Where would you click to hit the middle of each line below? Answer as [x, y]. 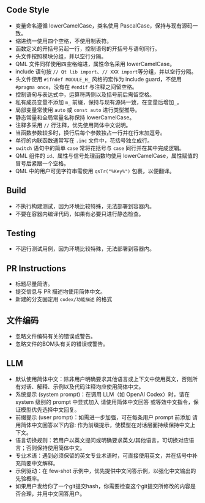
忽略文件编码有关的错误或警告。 [55, 337]
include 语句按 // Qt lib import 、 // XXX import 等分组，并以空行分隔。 [106, 71]
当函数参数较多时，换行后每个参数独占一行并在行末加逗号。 [90, 132]
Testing [21, 233]
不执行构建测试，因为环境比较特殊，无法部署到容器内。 [85, 206]
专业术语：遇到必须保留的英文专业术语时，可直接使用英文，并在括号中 [104, 455]
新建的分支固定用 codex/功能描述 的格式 [64, 299]
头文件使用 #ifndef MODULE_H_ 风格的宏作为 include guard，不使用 [98, 79]
